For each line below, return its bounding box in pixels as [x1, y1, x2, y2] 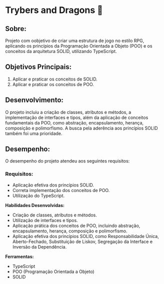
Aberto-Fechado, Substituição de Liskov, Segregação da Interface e [12, 238, 153, 244]
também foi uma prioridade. [5, 130, 62, 136]
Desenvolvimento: [5, 96, 64, 104]
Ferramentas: [5, 253, 34, 259]
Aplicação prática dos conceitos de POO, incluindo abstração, [12, 222, 140, 228]
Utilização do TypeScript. [12, 192, 65, 198]
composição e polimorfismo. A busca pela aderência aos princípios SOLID [5, 125, 158, 131]
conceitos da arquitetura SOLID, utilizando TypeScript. [5, 48, 117, 54]
